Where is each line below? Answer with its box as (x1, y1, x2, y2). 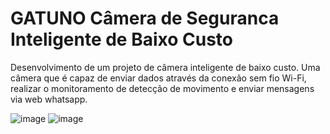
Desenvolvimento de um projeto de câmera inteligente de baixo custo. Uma (10, 61, 321, 73)
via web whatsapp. (10, 93, 88, 105)
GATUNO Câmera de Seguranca (10, 7, 280, 30)
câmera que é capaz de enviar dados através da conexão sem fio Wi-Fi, (10, 72, 307, 84)
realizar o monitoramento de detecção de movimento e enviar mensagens (10, 82, 315, 94)
